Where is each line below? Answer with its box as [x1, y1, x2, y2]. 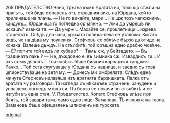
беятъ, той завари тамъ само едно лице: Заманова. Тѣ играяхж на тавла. [5, 96, 166, 103]
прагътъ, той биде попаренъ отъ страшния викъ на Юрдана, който [5, 10, 151, 16]
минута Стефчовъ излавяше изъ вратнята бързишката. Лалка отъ [5, 75, 149, 81]
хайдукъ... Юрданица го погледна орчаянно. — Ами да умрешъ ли [5, 20, 151, 27]
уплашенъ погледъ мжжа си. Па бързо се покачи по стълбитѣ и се [5, 86, 152, 91]
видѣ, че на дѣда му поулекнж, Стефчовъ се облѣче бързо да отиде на [5, 37, 161, 43]
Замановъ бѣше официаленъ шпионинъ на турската [5, 102, 119, 108]
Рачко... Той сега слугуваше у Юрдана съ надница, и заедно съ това [5, 64, 156, 70]
